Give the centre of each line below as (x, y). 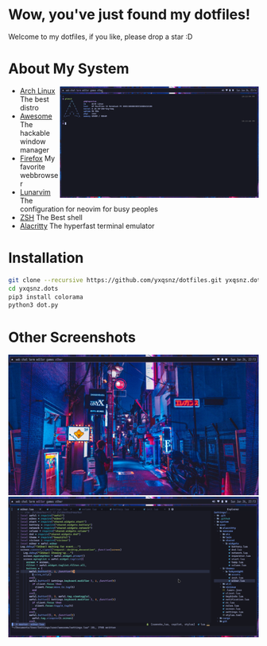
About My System (69, 69)
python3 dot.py (33, 305)
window (33, 141)
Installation (46, 258)
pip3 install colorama (46, 297)
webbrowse (39, 175)
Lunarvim (35, 191)
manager (35, 149)
